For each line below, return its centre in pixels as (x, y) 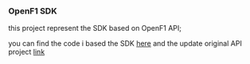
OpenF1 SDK (33, 11)
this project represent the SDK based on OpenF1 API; (95, 28)
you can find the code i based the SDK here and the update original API (125, 43)
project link (27, 52)
